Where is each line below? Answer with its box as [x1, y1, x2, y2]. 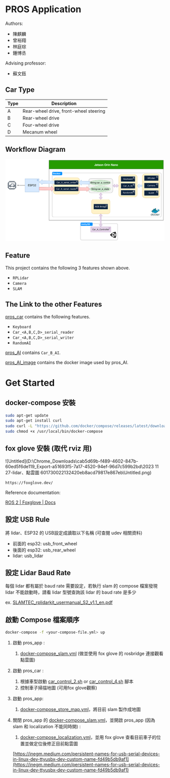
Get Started [5, 377, 55, 388]
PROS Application [5, 4, 81, 15]
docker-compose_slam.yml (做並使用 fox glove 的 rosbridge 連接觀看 [20, 651, 163, 657]
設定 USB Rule [5, 515, 50, 524]
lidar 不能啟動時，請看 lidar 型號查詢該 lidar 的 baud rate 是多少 [5, 589, 137, 595]
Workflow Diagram [5, 145, 66, 154]
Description [51, 101, 77, 107]
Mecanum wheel [22, 129, 57, 135]
